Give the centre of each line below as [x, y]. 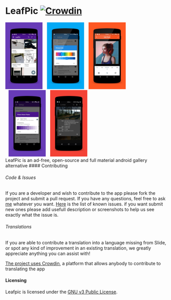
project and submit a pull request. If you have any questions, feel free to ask [85, 199]
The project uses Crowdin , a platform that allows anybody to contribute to [83, 263]
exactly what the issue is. [32, 215]
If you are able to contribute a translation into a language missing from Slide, [86, 242]
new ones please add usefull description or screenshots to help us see [80, 210]
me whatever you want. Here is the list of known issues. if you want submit [84, 204]
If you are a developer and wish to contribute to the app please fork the [80, 193]
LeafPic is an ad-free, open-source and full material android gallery [76, 160]
